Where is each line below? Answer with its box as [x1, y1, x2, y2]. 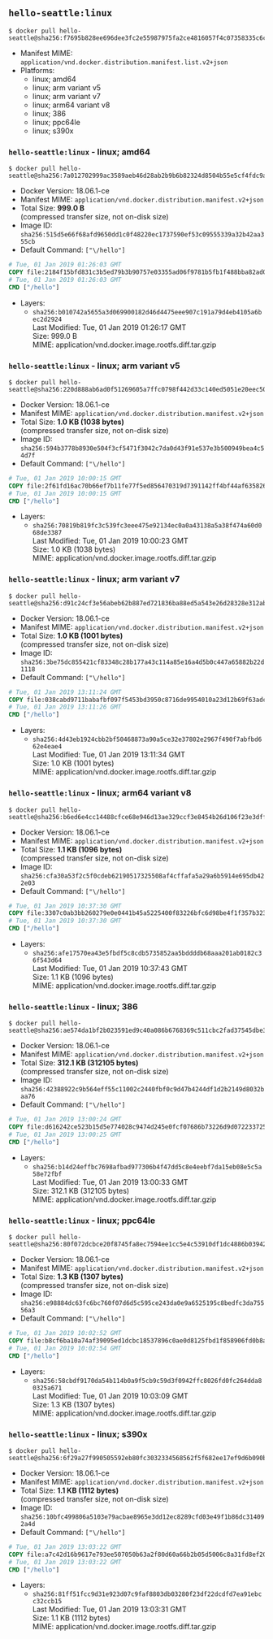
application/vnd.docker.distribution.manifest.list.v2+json [19, 58, 228, 67]
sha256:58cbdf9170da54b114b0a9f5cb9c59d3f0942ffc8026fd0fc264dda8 [32, 1377, 262, 1385]
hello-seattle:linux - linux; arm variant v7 [8, 574, 180, 585]
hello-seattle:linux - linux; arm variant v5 [8, 360, 180, 371]
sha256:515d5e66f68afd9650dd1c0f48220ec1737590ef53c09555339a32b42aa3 [19, 231, 265, 239]
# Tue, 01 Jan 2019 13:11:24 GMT [8, 687, 122, 696]
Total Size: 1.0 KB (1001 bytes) [19, 631, 123, 640]
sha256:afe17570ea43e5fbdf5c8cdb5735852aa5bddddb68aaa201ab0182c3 [32, 949, 262, 957]
